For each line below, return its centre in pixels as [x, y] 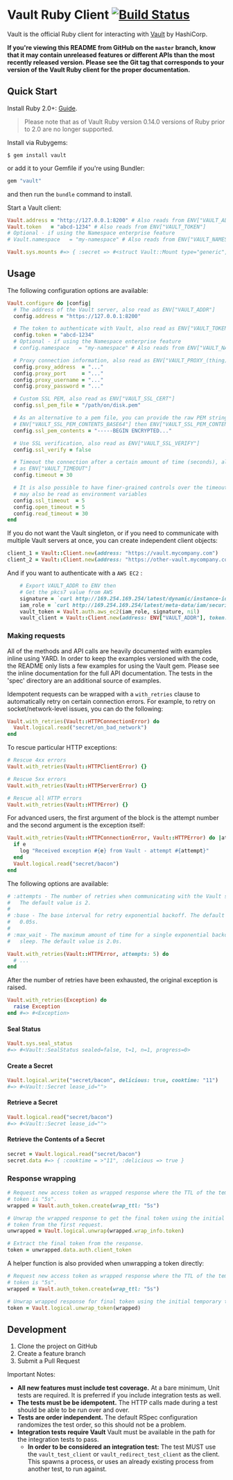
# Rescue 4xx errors [37, 760]
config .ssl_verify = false [52, 450]
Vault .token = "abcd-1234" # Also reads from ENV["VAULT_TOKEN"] [107, 227]
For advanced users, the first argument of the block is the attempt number [113, 818]
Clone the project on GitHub [57, 1346]
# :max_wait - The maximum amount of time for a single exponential [108, 935]
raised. [17, 987]
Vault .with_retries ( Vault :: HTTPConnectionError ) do [83, 721]
